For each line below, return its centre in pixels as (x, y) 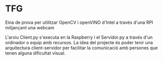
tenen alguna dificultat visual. (35, 53)
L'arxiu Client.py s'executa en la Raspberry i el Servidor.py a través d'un (79, 37)
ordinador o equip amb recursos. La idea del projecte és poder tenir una (79, 42)
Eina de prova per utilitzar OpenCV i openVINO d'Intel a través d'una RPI (79, 22)
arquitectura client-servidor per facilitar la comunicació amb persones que (81, 48)
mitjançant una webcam (30, 27)
